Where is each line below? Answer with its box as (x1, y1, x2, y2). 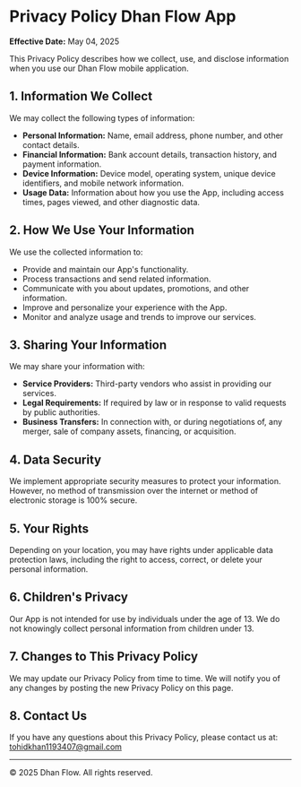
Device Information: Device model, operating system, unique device (21, 168, 276, 178)
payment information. (21, 159, 102, 169)
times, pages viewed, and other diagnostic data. (21, 196, 200, 207)
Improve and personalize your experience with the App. (21, 302, 228, 313)
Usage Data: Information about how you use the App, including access (21, 186, 285, 198)
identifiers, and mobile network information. (21, 177, 185, 188)
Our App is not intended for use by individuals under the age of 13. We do (9, 613, 280, 624)
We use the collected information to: (9, 246, 143, 257)
